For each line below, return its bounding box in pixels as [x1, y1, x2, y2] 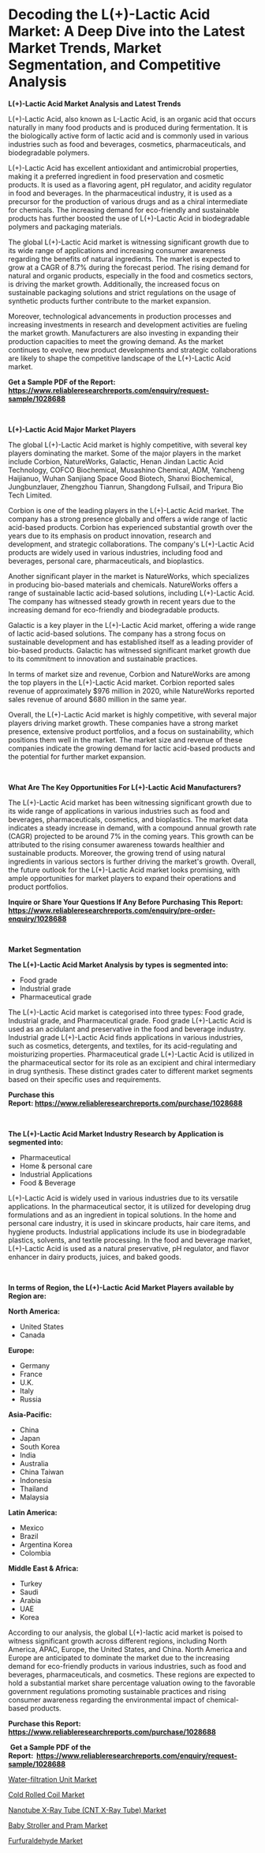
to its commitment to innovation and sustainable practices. [8, 654, 199, 664]
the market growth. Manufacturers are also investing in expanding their [8, 328, 239, 338]
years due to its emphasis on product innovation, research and [8, 531, 211, 540]
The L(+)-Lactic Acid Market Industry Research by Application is [8, 1129, 224, 1138]
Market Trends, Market [8, 40, 162, 57]
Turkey [19, 1579, 43, 1588]
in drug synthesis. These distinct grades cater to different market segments [8, 1066, 254, 1076]
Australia [19, 1458, 49, 1468]
